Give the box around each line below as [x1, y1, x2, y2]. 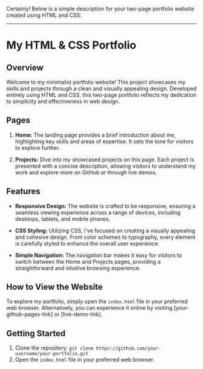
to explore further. [14, 144, 60, 151]
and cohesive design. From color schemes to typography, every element [14, 233, 196, 241]
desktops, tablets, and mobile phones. [14, 215, 111, 223]
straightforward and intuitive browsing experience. [14, 264, 141, 272]
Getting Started [6, 328, 66, 338]
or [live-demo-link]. [54, 311, 103, 318]
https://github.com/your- [95, 345, 161, 351]
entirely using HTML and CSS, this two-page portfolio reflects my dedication [6, 91, 196, 99]
